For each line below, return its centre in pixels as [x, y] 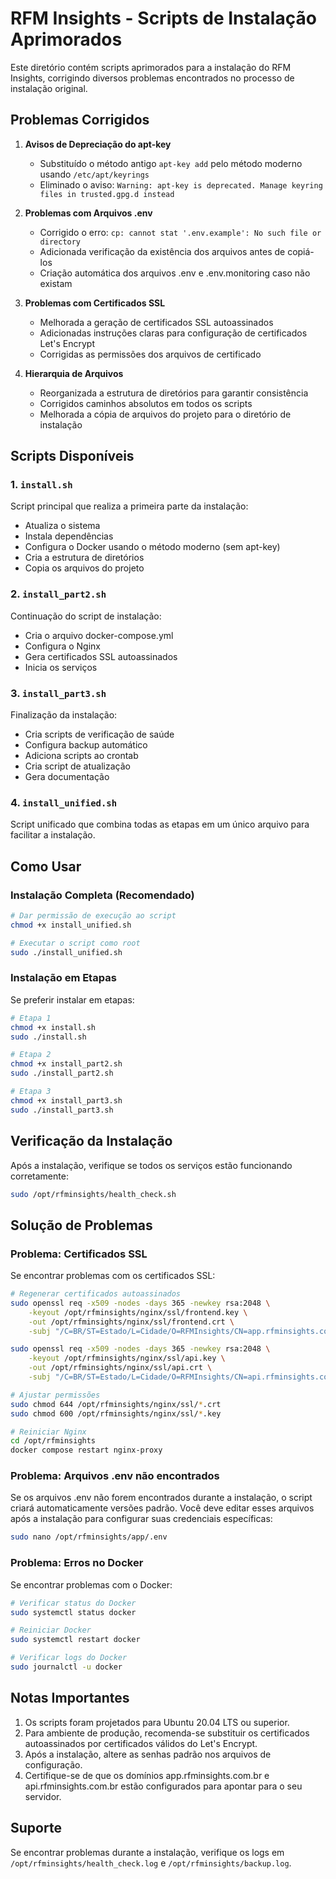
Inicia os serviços [61, 667]
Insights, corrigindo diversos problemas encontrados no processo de [152, 78]
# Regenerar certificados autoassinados [96, 1294]
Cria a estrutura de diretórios [84, 558]
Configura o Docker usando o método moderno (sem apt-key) [152, 547]
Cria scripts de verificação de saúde [99, 734]
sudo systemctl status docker [73, 1612]
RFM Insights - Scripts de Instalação [163, 18]
